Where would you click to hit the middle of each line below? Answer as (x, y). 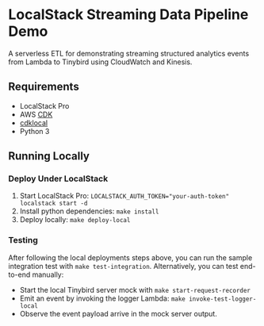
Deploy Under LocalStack (58, 178)
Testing (23, 240)
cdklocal (34, 123)
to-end (19, 274)
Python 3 (34, 131)
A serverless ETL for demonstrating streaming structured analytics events (129, 53)
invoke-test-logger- (223, 299)
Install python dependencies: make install (89, 211)
